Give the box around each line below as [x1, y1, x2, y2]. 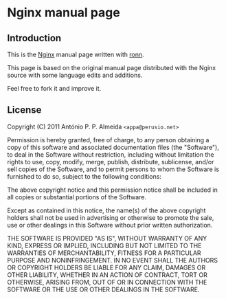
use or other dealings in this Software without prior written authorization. [7, 221, 213, 229]
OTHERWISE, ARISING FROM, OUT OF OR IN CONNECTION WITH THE [7, 278, 207, 286]
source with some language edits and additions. [7, 71, 143, 79]
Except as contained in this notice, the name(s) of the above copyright [7, 206, 206, 214]
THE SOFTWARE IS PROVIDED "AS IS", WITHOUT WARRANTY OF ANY [7, 234, 207, 242]
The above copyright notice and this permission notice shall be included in [7, 186, 218, 194]
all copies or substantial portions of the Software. [7, 192, 146, 201]
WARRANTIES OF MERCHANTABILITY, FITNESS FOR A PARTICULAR [7, 249, 201, 257]
